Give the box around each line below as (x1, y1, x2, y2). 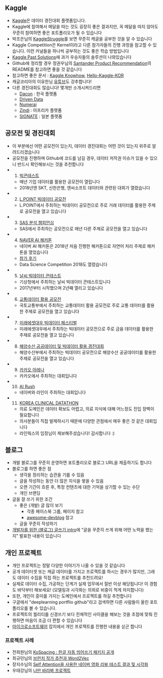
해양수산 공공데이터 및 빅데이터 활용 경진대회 (19, 343, 104, 349)
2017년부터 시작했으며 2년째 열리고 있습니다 (19, 285, 103, 291)
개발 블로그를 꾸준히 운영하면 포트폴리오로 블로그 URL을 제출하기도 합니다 (12, 460, 152, 466)
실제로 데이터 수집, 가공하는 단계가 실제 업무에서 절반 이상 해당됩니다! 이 (12, 581, 148, 587)
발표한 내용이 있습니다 (19, 533, 61, 539)
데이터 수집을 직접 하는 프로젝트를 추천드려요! (17, 575, 103, 581)
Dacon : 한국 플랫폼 (19, 90, 57, 97)
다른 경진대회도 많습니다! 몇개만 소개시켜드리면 (12, 85, 101, 90)
